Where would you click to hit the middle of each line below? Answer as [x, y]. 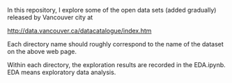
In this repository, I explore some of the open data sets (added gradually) [112, 10]
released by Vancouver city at [50, 17]
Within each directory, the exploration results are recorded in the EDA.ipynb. [117, 65]
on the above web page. [42, 52]
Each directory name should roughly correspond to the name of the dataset [116, 44]
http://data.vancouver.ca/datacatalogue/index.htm [79, 31]
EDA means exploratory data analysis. [62, 72]
